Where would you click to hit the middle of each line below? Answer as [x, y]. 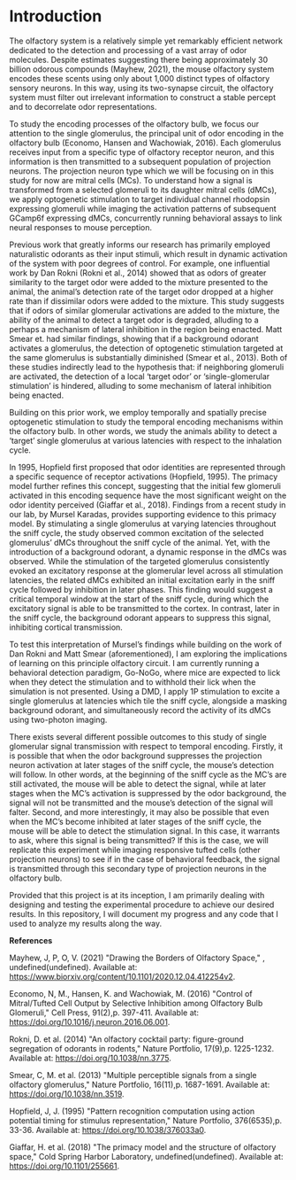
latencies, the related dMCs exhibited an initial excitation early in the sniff [142, 580]
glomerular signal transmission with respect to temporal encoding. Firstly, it [146, 746]
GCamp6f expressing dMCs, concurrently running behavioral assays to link [146, 218]
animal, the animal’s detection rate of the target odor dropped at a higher [141, 291]
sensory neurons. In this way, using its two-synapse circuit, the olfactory [141, 88]
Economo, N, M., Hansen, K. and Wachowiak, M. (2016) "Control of [131, 993]
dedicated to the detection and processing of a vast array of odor [128, 50]
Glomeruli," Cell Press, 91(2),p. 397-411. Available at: [104, 1013]
